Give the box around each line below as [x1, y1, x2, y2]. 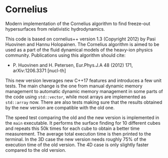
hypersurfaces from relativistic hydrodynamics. [5, 26, 105, 32]
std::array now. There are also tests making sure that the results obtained [5, 99, 162, 105]
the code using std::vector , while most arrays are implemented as [5, 94, 146, 100]
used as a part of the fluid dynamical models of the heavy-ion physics [5, 47, 153, 53]
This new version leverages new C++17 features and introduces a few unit [5, 77, 162, 83]
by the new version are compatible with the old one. [5, 104, 115, 110]
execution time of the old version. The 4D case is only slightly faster [5, 142, 149, 148]
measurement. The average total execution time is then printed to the [5, 130, 151, 137]
